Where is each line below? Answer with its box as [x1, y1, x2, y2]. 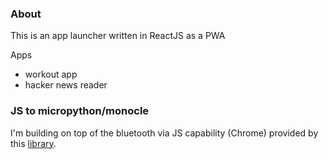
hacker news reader [24, 79, 108, 91]
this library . [10, 137, 57, 149]
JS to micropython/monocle [10, 104, 150, 118]
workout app [24, 68, 78, 81]
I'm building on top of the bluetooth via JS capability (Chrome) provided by [10, 127, 319, 139]
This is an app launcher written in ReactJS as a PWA [10, 30, 226, 42]
